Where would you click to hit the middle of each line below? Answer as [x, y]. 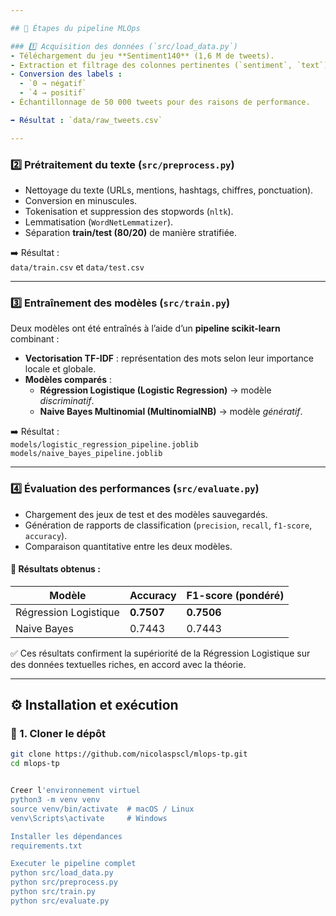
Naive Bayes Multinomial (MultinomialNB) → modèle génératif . [171, 412]
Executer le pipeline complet [73, 864]
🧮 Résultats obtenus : [55, 569]
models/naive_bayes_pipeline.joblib [86, 454]
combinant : [35, 339]
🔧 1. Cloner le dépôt [58, 734]
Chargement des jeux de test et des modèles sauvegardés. [146, 514]
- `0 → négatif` [53, 84]
